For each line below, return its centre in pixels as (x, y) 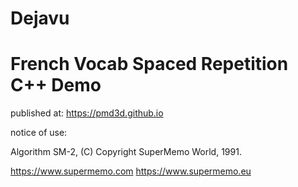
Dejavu (40, 18)
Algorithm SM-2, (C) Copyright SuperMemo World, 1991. (126, 152)
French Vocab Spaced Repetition (149, 64)
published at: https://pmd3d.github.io (87, 113)
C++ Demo (56, 85)
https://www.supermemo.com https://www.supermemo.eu (131, 171)
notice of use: (39, 133)
